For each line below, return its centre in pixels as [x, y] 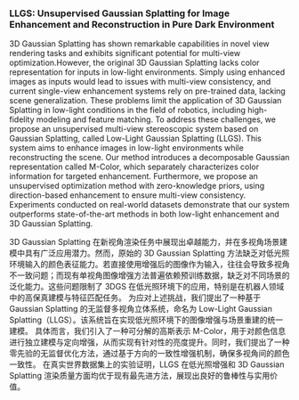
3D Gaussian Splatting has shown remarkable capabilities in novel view [139, 44]
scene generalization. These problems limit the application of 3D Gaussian [145, 101]
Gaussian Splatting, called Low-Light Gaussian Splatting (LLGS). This [136, 139]
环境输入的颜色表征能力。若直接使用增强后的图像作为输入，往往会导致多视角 [149, 265]
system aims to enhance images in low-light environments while [127, 148]
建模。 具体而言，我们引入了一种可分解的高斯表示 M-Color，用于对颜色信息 [148, 331]
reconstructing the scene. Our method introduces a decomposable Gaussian [149, 158]
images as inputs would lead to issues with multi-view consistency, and [140, 82]
